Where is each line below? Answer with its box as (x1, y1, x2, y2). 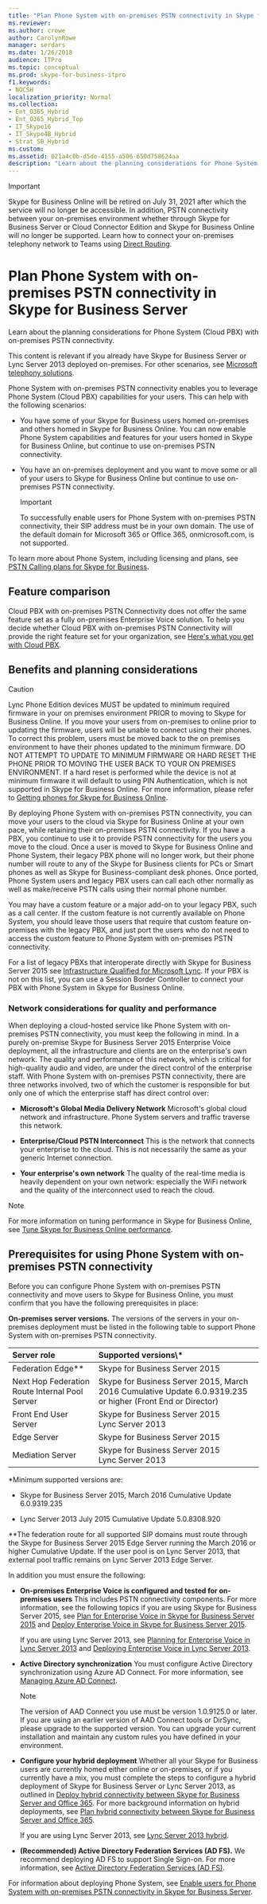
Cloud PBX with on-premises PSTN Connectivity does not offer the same (8, 606, 247, 615)
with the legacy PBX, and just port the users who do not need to (40, 925, 250, 934)
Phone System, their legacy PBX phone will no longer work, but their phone (8, 850, 255, 860)
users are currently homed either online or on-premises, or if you (19, 1764, 233, 1773)
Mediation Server (12, 1449, 77, 1461)
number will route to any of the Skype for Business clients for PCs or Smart (8, 859, 254, 868)
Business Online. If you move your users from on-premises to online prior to (8, 716, 257, 726)
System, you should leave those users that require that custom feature (8, 916, 238, 926)
